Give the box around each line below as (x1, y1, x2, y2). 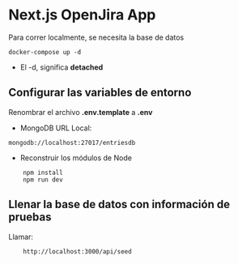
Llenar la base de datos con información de (8, 198, 231, 211)
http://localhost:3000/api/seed (23, 247, 132, 256)
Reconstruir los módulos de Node (19, 152, 132, 163)
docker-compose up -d (8, 48, 82, 56)
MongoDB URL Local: (19, 123, 92, 133)
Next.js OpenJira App (8, 6, 156, 24)
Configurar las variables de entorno (8, 86, 192, 100)
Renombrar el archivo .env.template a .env (8, 107, 153, 117)
